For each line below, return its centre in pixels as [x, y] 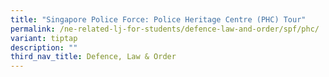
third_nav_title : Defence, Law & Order [93, 57]
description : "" [44, 47]
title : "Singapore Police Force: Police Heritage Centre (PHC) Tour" [158, 19]
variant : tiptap [44, 38]
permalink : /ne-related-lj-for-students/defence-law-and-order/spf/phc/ [165, 29]
